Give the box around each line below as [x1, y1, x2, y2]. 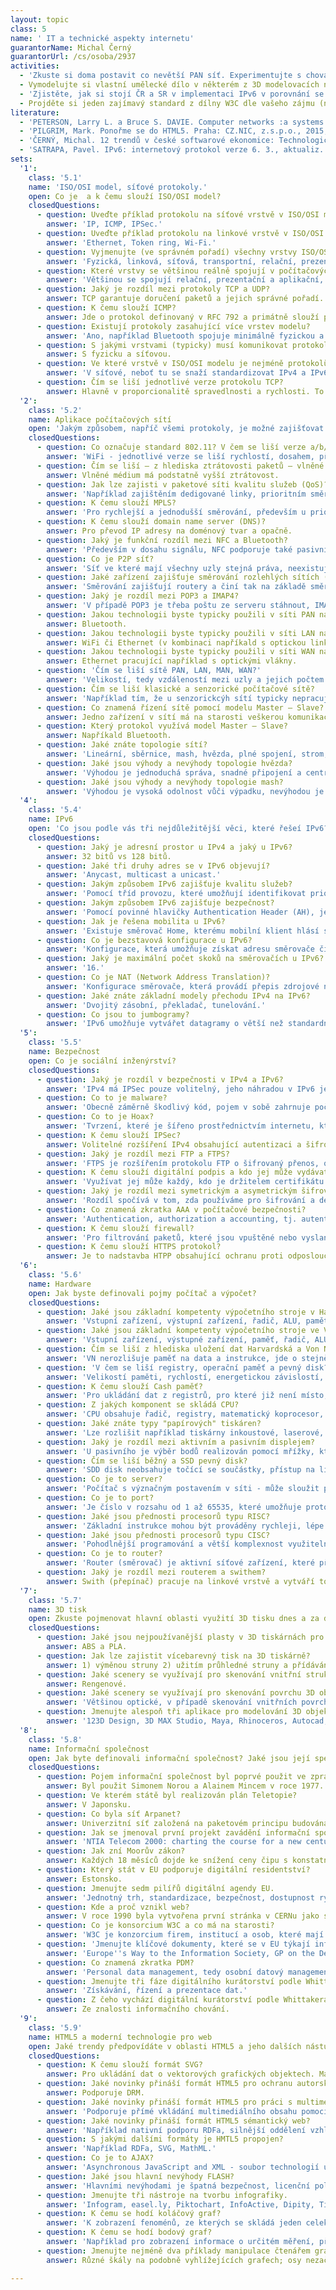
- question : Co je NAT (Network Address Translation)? [36, 972, 271, 982]
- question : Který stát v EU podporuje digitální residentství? [36, 1865, 311, 1875]
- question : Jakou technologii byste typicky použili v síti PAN [36, 609, 315, 620]
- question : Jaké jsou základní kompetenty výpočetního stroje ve [36, 1326, 320, 1336]
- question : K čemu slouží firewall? [36, 1223, 195, 1233]
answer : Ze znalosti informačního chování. [46, 2004, 230, 2015]
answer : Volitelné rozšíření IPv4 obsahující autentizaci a [46, 1139, 302, 1150]
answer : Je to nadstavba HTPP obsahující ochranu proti [46, 1251, 284, 1261]
